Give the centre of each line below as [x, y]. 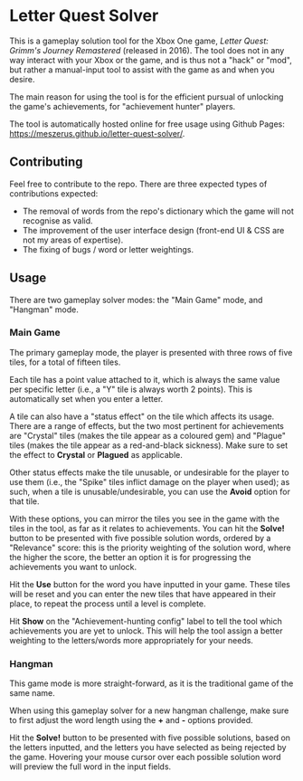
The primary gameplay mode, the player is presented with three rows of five [151, 352]
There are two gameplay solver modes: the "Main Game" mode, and [136, 300]
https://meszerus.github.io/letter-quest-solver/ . [97, 133]
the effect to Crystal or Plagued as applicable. [96, 454]
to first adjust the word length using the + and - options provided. [131, 720]
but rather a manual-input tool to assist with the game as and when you [142, 70]
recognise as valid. [57, 220]
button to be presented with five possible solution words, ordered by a [140, 538]
